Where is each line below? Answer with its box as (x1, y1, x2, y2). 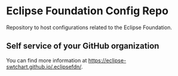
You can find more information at (6, 56, 87, 64)
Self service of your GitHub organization (6, 41, 159, 51)
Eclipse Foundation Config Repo (6, 4, 169, 18)
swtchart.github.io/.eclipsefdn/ (6, 63, 82, 70)
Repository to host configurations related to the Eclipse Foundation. (6, 24, 172, 31)
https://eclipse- (88, 56, 127, 64)
